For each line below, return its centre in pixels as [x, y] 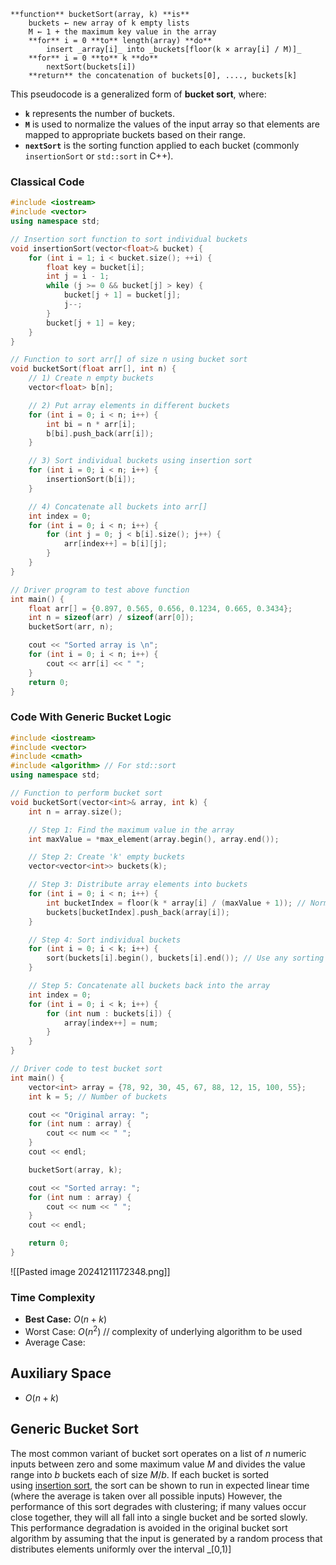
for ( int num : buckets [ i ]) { [109, 1013]
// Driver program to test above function [100, 590]
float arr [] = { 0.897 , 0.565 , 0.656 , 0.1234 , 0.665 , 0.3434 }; [160, 608]
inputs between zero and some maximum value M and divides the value [158, 1464]
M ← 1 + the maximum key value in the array [122, 32]
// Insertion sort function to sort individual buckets [129, 239]
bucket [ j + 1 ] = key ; [91, 323]
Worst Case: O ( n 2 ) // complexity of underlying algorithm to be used [163, 1330]
